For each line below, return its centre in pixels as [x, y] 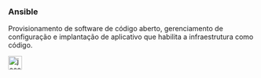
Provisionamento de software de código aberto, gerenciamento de [116, 29]
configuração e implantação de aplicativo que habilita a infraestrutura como [131, 37]
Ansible [23, 12]
